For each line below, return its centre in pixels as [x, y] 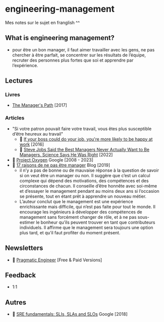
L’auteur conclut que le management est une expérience [76, 201]
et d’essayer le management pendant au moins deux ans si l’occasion [89, 191]
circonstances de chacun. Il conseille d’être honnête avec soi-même [88, 186]
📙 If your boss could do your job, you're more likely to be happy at [86, 139]
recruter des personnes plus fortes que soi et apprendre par [73, 60]
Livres [13, 95]
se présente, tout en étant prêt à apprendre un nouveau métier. [83, 196]
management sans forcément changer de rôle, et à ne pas [78, 217]
